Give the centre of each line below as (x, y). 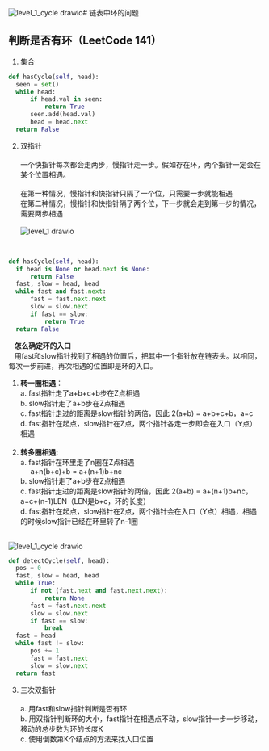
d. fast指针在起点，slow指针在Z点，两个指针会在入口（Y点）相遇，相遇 (138, 511)
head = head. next (59, 122)
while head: (36, 92)
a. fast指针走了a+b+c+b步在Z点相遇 (80, 393)
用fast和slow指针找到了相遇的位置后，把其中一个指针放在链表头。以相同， (138, 355)
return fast (36, 673)
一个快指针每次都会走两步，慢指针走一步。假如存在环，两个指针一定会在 (140, 164)
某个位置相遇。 (45, 174)
